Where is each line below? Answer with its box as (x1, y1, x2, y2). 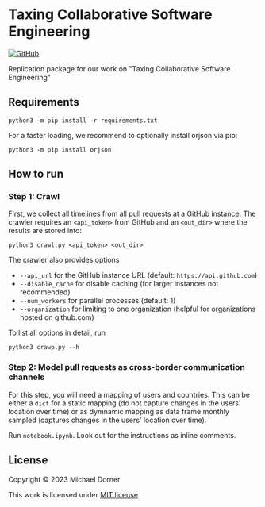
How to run (8, 167, 64, 181)
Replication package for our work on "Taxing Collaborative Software (8, 63, 231, 73)
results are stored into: (8, 226, 82, 236)
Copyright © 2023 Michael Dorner (8, 474, 121, 484)
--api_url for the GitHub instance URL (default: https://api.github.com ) (19, 271, 258, 280)
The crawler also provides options (8, 255, 120, 265)
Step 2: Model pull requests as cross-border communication (8, 362, 246, 373)
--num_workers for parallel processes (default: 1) (19, 296, 176, 305)
